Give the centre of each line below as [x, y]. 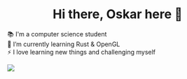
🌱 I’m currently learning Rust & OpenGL [64, 44]
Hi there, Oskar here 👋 [118, 14]
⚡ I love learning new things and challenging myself [82, 52]
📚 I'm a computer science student [57, 34]
